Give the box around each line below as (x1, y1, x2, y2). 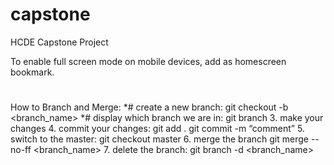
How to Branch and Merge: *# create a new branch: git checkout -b (10, 101, 289, 113)
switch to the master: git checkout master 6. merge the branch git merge (10, 133, 309, 145)
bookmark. (10, 66, 55, 78)
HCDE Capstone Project (10, 36, 109, 48)
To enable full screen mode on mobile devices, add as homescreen (10, 55, 287, 67)
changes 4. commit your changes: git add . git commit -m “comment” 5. (10, 123, 305, 135)
